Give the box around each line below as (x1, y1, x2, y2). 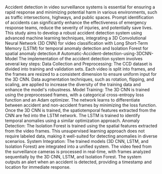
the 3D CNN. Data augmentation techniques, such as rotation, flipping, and (5, 76, 154, 82)
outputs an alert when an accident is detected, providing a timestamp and (5, 159, 152, 165)
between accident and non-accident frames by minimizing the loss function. (5, 102, 157, 108)
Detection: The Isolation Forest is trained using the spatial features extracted (5, 123, 158, 128)
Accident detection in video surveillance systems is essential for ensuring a (5, 4, 155, 10)
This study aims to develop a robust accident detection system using (5, 30, 142, 35)
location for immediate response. (5, 164, 71, 170)
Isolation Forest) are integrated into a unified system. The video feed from (5, 143, 152, 149)
